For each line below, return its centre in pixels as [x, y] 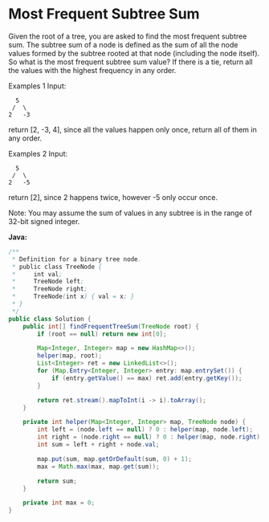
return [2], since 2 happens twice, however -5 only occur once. [113, 197]
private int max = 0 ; [59, 503]
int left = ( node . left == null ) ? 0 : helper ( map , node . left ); [145, 430]
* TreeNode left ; [48, 282]
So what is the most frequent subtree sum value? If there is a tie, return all [130, 62]
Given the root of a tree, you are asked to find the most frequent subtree [128, 36]
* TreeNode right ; [50, 289]
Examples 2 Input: [38, 153]
